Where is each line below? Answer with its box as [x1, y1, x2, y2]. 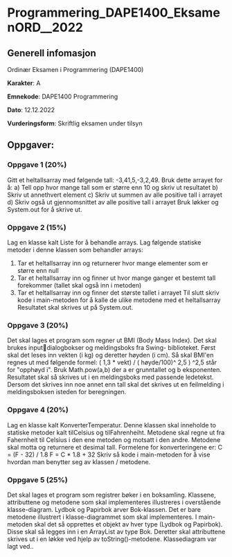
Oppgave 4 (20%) [7, 405, 69, 415]
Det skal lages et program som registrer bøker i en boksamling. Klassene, [7, 490, 216, 499]
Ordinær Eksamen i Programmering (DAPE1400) [7, 66, 144, 73]
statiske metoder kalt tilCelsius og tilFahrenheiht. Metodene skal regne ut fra [7, 428, 225, 436]
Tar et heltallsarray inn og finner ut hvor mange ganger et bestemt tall [17, 274, 216, 282]
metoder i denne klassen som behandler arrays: [7, 245, 144, 254]
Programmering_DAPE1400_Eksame [7, 5, 220, 21]
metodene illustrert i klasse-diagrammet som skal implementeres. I [7, 513, 197, 521]
